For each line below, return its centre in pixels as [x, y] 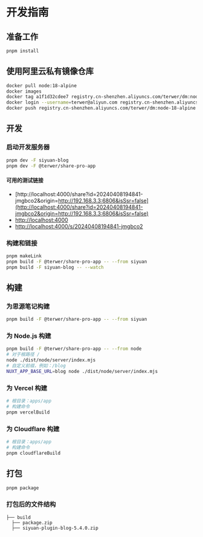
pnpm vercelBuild [28, 412]
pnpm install [23, 51]
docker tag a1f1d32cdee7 [37, 97]
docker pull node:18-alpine [42, 85]
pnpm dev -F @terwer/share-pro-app [51, 166]
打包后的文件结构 [31, 504]
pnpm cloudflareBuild [34, 453]
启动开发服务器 [28, 147]
